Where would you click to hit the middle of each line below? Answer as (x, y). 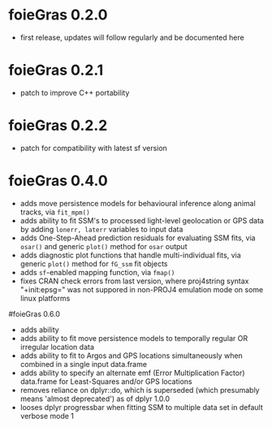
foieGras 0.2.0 (58, 15)
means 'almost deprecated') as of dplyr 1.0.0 (95, 399)
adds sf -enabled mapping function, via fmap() (97, 272)
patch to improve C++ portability (75, 93)
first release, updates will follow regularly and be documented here (132, 37)
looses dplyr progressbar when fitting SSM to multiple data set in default (141, 407)
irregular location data (57, 347)
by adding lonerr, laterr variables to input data (101, 229)
